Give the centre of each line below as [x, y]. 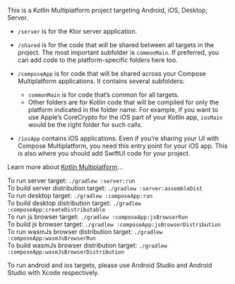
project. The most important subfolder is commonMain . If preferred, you [118, 53]
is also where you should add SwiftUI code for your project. [104, 153]
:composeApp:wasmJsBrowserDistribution [66, 252]
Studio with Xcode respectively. [53, 273]
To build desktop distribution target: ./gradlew [74, 203]
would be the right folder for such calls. [85, 125]
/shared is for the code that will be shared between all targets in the [116, 45]
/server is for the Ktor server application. [77, 31]
